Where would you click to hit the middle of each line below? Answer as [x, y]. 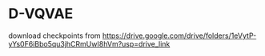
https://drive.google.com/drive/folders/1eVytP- [180, 35]
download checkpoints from [55, 35]
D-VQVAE [41, 14]
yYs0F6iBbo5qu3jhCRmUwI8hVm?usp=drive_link [89, 43]
